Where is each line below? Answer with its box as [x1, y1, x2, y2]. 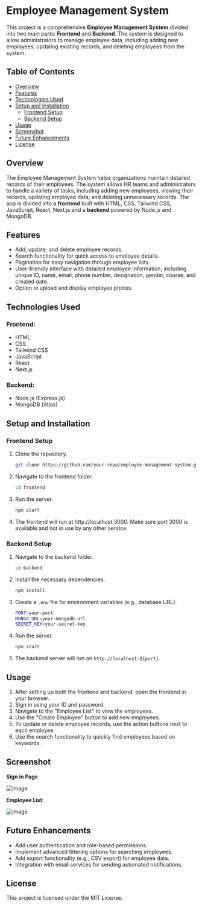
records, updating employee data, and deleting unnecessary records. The [6, 193, 189, 200]
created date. [14, 278, 49, 285]
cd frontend [14, 484, 45, 491]
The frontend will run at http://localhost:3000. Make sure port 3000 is [14, 518, 188, 525]
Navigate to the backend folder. [14, 553, 93, 560]
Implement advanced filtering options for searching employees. [14, 848, 173, 855]
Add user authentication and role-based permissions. [14, 841, 148, 848]
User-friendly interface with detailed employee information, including [14, 265, 187, 272]
